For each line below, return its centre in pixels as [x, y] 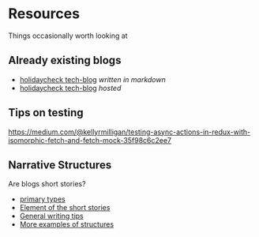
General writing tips [52, 216]
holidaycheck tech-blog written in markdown [92, 79]
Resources [44, 14]
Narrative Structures [60, 165]
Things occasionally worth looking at [68, 36]
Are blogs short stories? [47, 184]
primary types [42, 199]
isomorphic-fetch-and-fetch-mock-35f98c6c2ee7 [90, 140]
